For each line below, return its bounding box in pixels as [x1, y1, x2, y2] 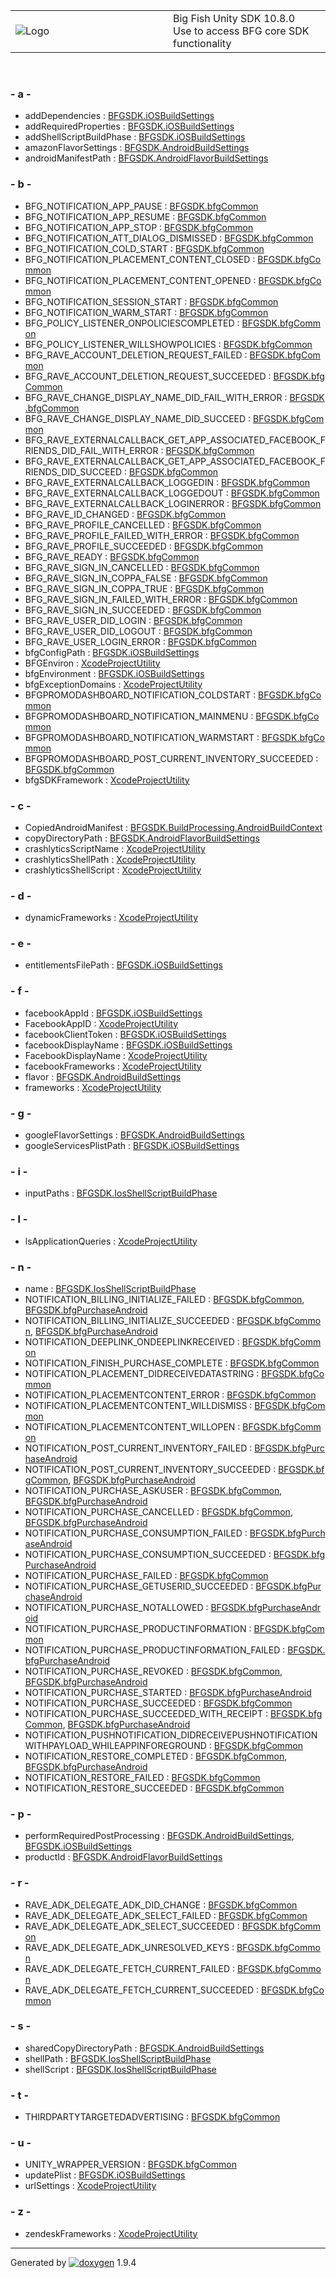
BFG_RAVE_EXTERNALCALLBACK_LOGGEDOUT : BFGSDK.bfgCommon [24, 487, 320, 499]
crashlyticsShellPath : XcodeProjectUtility [24, 853, 196, 865]
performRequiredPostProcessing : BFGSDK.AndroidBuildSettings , [24, 1830, 295, 1842]
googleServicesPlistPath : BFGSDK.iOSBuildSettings [24, 1140, 240, 1152]
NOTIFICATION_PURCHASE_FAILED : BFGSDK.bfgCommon [24, 1569, 269, 1581]
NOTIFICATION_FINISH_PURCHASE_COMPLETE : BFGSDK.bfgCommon [24, 1357, 320, 1369]
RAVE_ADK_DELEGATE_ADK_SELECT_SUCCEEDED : [24, 1920, 240, 1932]
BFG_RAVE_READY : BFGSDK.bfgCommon [24, 550, 200, 563]
